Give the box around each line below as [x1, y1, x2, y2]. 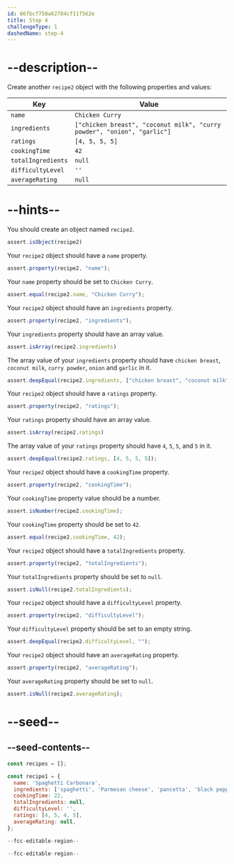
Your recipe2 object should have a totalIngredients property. [7, 546, 185, 555]
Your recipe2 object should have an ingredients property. [7, 303, 173, 312]
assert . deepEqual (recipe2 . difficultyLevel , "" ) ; [7, 638, 151, 645]
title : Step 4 [7, 17, 49, 24]
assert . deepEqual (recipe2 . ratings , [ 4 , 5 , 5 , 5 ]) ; [7, 455, 157, 462]
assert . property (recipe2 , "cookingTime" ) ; [7, 481, 132, 488]
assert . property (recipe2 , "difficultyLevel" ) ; [7, 612, 145, 619]
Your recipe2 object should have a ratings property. [7, 389, 157, 398]
